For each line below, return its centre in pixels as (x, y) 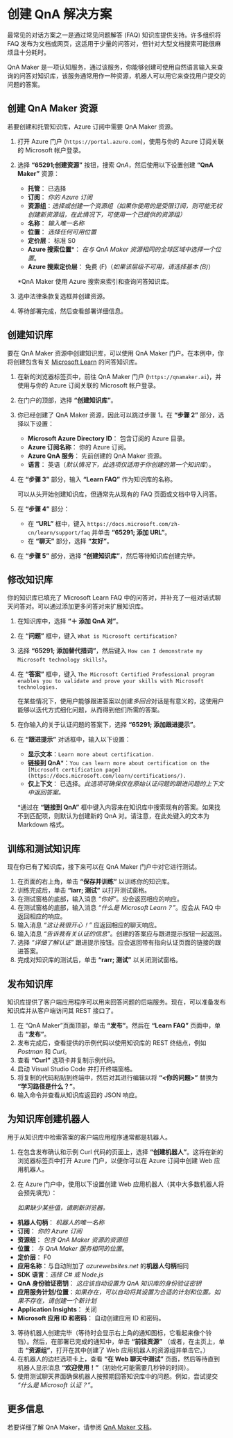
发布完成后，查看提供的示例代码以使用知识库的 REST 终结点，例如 (112, 1043)
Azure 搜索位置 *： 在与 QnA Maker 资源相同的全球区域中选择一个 (121, 249)
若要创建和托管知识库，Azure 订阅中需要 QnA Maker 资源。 (92, 127)
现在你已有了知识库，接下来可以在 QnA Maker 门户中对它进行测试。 (104, 867)
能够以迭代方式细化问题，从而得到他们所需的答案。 (90, 710)
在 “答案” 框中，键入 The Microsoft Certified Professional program (116, 674)
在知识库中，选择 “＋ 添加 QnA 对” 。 (70, 621)
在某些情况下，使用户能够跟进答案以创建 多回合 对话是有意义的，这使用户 (120, 701)
